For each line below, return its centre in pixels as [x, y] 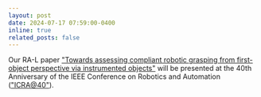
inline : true [30, 30]
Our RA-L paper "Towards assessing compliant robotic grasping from [122, 60]
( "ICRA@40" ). [31, 85]
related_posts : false [44, 37]
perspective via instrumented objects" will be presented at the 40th [141, 69]
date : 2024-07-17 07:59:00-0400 [62, 23]
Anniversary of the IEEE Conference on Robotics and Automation [115, 76]
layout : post [30, 15]
